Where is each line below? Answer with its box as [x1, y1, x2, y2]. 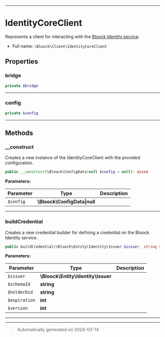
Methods [5, 129, 33, 138]
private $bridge [5, 83, 38, 88]
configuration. [5, 160, 33, 166]
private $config [5, 111, 38, 115]
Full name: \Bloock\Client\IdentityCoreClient [12, 43, 107, 49]
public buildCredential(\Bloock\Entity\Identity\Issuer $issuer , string [5, 244, 157, 249]
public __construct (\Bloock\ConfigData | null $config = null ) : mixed [5, 169, 148, 174]
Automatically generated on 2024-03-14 [17, 327, 99, 333]
